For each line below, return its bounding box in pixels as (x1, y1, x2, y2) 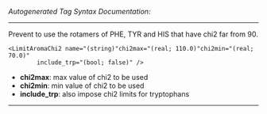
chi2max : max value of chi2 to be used (19, 73, 149, 82)
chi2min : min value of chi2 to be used (19, 81, 145, 90)
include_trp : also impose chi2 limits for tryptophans (19, 89, 190, 98)
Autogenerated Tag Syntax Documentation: (8, 7, 151, 16)
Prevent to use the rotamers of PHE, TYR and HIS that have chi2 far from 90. (8, 29, 258, 39)
